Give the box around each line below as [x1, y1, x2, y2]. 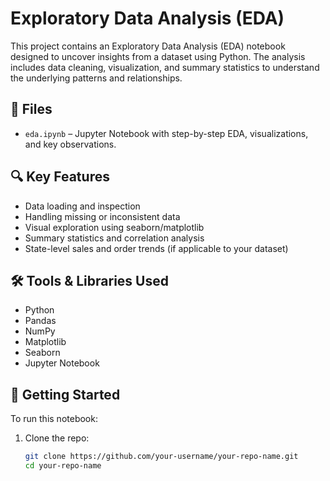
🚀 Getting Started [10, 386, 121, 403]
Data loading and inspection [24, 200, 141, 212]
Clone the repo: [24, 432, 90, 444]
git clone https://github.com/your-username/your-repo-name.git [24, 452, 299, 462]
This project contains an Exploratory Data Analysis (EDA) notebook [10, 40, 286, 52]
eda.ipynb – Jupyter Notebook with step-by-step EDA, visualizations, [24, 127, 309, 139]
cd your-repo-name [24, 461, 102, 471]
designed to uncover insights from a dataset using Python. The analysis [10, 50, 306, 62]
